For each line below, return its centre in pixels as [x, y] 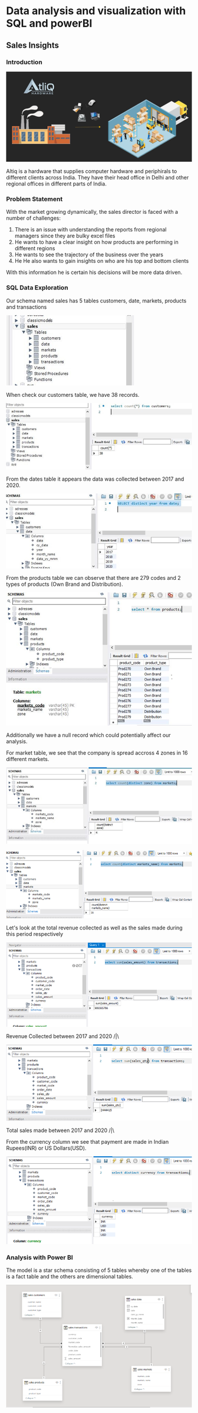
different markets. [28, 759]
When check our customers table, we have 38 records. [73, 394]
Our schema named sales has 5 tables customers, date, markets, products [96, 301]
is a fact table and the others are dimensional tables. [70, 1277]
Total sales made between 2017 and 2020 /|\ [60, 1130]
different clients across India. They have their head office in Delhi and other [98, 177]
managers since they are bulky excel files [65, 236]
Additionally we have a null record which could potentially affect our [88, 735]
